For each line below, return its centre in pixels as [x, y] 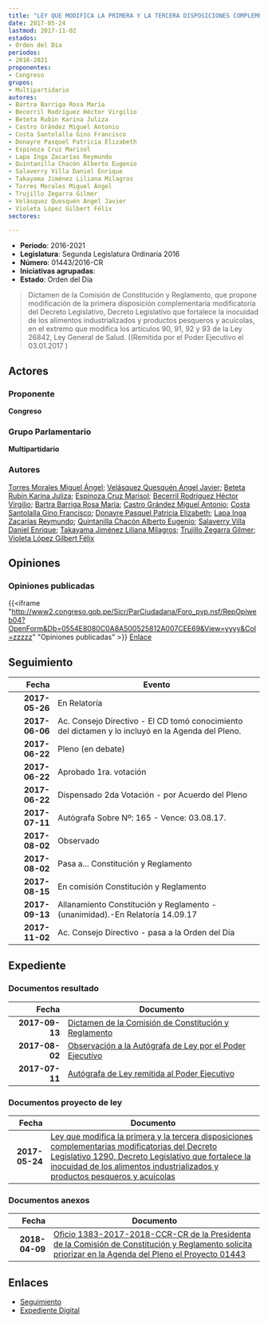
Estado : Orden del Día [56, 279]
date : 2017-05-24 [37, 23]
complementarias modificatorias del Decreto [134, 1147]
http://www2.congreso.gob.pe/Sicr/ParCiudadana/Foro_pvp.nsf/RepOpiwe [134, 612]
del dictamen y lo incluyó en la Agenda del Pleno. [149, 731]
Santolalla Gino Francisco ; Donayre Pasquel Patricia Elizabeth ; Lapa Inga [128, 512]
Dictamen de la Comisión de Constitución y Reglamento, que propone [142, 295]
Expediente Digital [49, 1310]
